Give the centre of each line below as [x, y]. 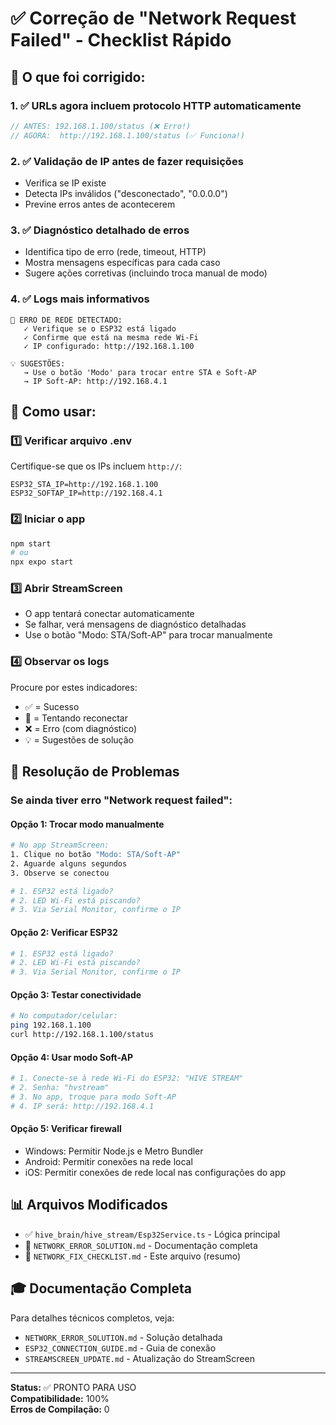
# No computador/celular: [64, 1016]
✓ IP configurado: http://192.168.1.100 [109, 346]
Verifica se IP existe [65, 183]
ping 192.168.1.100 [51, 1025]
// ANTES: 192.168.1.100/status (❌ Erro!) [101, 126]
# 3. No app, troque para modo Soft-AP [93, 1097]
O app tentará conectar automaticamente [109, 614]
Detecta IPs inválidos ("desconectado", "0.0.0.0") [126, 193]
